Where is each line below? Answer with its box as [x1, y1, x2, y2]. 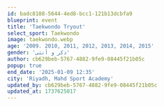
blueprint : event [7, 17, 58, 24]
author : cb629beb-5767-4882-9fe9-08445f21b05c [7, 56, 145, 63]
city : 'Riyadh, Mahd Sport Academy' [7, 75, 114, 82]
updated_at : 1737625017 [7, 88, 77, 95]
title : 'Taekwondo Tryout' [7, 23, 86, 30]
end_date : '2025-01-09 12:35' [7, 68, 96, 75]
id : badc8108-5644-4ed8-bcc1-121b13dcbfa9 [7, 10, 133, 17]
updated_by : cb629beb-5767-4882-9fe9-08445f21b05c [7, 82, 158, 89]
